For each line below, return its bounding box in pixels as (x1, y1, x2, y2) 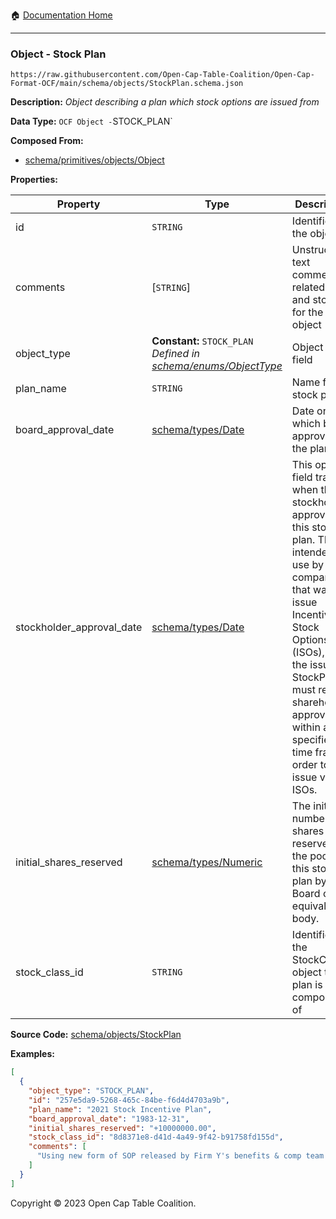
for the (291, 305, 324, 319)
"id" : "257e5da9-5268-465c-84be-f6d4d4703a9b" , (28, 1095, 230, 1105)
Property (56, 197, 101, 211)
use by (291, 558, 324, 572)
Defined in (151, 347, 201, 361)
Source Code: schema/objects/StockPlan (10, 1029, 182, 1041)
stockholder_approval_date (15, 620, 143, 634)
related (291, 280, 326, 294)
